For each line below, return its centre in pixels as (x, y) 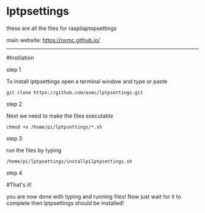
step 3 (14, 138)
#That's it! (19, 184)
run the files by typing (34, 150)
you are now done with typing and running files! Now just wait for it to (94, 196)
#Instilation (20, 58)
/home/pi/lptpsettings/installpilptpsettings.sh (69, 161)
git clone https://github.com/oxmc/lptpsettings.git (75, 92)
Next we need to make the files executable (60, 116)
